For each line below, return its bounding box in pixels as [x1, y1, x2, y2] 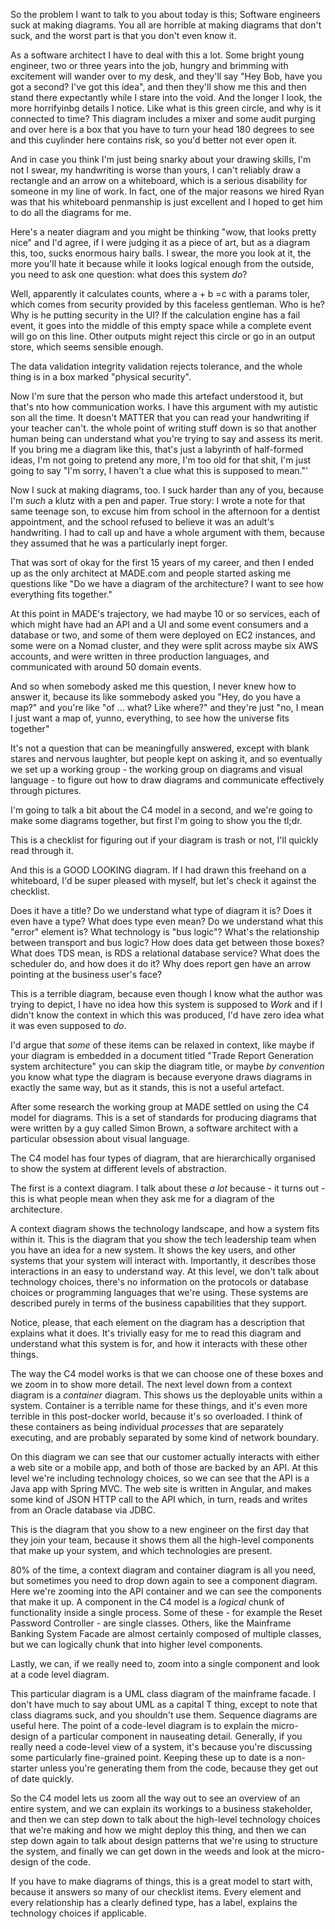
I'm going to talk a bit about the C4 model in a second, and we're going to [10, 804, 313, 816]
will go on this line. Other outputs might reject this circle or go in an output [10, 330, 316, 342]
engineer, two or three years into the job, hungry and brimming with [10, 60, 289, 71]
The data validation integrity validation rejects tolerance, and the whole [10, 360, 303, 372]
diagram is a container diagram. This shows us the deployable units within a [10, 1389, 323, 1401]
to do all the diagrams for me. [10, 207, 132, 218]
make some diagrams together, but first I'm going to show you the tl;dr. [10, 815, 303, 826]
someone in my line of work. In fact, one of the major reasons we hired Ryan [10, 185, 325, 197]
